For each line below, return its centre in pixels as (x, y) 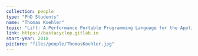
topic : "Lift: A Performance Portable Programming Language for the (92, 28)
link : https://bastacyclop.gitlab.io (52, 33)
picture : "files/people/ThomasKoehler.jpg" (60, 44)
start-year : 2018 (27, 38)
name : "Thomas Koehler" (35, 22)
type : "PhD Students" (33, 17)
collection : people (30, 11)
